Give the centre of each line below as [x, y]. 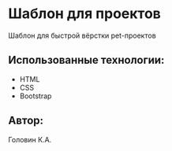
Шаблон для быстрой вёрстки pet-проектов [82, 35]
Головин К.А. [30, 139]
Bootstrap [36, 96]
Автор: [26, 121]
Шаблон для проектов [85, 14]
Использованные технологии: [86, 60]
